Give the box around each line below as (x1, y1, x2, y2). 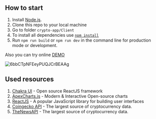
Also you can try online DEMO (5, 52, 65, 58)
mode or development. (12, 42, 58, 48)
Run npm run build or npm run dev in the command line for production (12, 37, 151, 43)
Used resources (5, 75, 54, 84)
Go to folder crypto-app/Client (12, 27, 74, 33)
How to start (5, 4, 43, 12)
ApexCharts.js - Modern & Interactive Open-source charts (12, 93, 128, 99)
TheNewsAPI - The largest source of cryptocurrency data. (12, 108, 128, 114)
